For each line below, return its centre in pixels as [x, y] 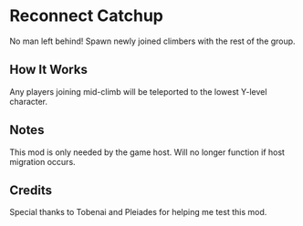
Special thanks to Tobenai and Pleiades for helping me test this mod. [138, 212]
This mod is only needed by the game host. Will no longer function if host [147, 152]
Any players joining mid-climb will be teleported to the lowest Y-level [138, 91]
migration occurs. [42, 161]
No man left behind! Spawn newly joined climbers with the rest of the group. [152, 41]
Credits [31, 190]
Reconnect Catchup [87, 16]
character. [29, 101]
